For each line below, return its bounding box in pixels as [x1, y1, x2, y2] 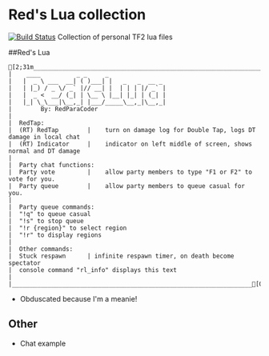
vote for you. [8, 174, 56, 183]
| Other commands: [8, 245, 74, 253]
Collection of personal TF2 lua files [57, 32, 174, 42]
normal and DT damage [8, 146, 81, 155]
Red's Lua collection [8, 6, 147, 24]
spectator [8, 258, 42, 267]
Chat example [19, 338, 66, 348]
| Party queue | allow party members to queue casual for [8, 182, 246, 190]
